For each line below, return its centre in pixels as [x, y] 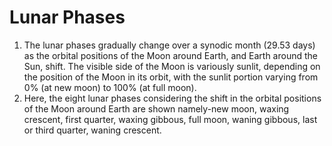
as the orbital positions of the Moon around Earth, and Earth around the [170, 55]
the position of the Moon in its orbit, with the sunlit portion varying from [171, 77]
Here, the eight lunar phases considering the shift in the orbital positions [172, 98]
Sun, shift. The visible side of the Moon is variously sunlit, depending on [172, 66]
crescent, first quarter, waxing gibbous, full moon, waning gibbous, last [170, 119]
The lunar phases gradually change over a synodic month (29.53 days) [169, 45]
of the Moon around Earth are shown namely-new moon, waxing [156, 108]
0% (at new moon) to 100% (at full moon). [110, 87]
